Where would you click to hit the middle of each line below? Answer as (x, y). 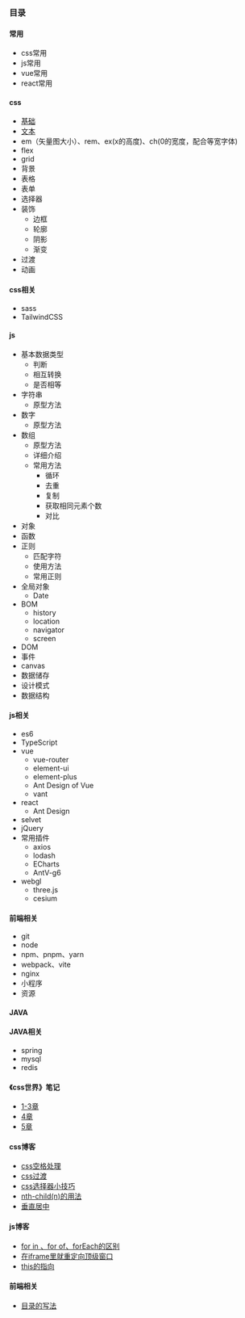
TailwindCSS (42, 317)
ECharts (46, 864)
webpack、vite (46, 965)
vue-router (51, 759)
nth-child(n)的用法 (51, 1196)
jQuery (32, 828)
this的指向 (37, 1266)
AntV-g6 (47, 872)
